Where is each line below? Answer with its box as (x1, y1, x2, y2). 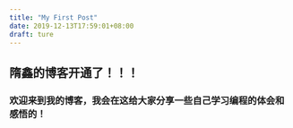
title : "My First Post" (9, 13, 99, 22)
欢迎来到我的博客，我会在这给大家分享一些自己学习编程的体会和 (9, 94, 285, 107)
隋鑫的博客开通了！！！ (9, 64, 139, 81)
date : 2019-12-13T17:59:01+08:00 (9, 21, 134, 30)
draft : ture (9, 30, 54, 38)
